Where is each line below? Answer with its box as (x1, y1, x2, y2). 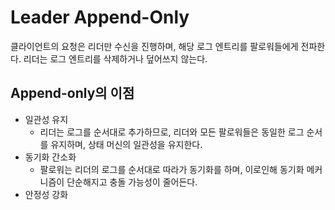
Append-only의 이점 (10, 85, 135, 102)
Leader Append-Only (10, 6, 190, 29)
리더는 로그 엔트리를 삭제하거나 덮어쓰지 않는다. (23, 52, 208, 65)
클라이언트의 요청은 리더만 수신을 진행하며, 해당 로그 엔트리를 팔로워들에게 (10, 40, 299, 52)
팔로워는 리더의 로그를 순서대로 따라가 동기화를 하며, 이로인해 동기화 (39, 163, 305, 175)
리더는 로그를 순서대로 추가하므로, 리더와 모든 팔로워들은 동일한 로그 (39, 126, 305, 138)
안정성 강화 (24, 188, 69, 200)
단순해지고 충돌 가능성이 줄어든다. (66, 176, 198, 188)
